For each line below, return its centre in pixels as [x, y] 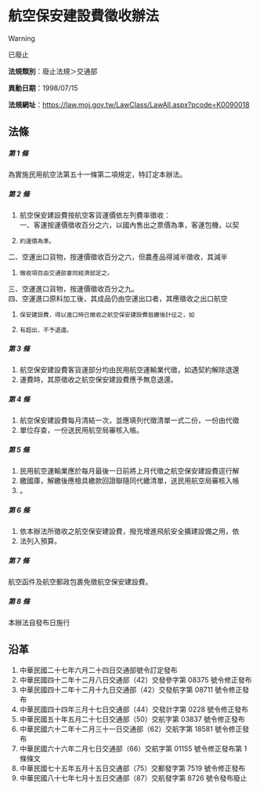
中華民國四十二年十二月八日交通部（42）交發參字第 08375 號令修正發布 [135, 679]
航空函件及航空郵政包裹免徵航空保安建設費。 [80, 582]
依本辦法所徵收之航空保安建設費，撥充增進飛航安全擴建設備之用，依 [129, 532]
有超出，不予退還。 [46, 331]
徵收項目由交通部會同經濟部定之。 [66, 273]
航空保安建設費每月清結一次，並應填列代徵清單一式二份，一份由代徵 [129, 420]
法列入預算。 [40, 541]
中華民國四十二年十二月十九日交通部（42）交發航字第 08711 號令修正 [131, 689]
